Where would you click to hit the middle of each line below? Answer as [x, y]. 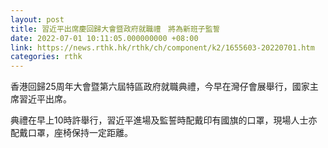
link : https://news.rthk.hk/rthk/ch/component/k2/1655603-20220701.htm [162, 47]
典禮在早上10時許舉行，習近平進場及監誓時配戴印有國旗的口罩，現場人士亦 [164, 120]
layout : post [37, 19]
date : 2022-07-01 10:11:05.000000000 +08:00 [104, 38]
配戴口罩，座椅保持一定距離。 [71, 133]
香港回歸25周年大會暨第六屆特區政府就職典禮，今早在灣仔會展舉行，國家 [160, 87]
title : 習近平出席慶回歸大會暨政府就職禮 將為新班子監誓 [115, 29]
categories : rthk [46, 57]
